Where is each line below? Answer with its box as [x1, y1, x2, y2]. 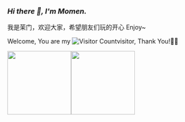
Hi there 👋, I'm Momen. [7, 6, 87, 16]
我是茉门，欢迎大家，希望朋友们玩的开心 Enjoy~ [7, 23, 146, 32]
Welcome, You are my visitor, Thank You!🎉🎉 [7, 37, 179, 46]
